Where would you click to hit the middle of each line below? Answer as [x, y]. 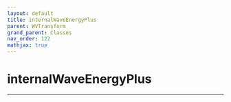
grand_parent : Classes [40, 33]
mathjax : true [27, 45]
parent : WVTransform [37, 26]
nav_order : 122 [29, 39]
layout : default [30, 13]
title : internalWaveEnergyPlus [52, 20]
